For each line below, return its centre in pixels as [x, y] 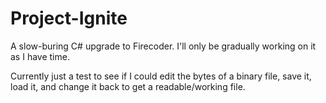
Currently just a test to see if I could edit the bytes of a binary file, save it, [161, 76]
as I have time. [40, 56]
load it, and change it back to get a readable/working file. [128, 86]
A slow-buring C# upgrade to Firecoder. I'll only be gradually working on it [163, 46]
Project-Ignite [69, 18]
